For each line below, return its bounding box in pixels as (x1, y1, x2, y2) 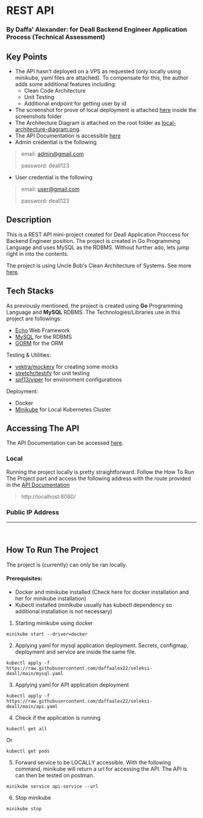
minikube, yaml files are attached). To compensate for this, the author (14, 74, 188, 81)
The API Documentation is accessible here (14, 131, 121, 139)
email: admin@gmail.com (21, 150, 84, 158)
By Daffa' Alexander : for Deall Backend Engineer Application (6, 25, 187, 34)
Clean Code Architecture (24, 87, 86, 94)
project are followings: (6, 314, 62, 322)
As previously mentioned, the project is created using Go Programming (6, 302, 183, 309)
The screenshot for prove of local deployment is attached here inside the (14, 106, 197, 113)
